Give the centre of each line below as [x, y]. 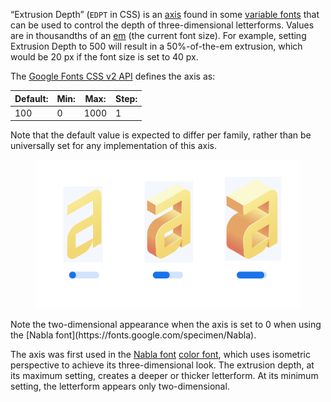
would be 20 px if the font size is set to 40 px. [104, 57]
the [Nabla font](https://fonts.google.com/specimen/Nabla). [133, 335]
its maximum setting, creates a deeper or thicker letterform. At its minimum [164, 376]
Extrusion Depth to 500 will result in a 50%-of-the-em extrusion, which [156, 46]
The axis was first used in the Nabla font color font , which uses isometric [160, 355]
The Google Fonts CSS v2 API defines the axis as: [113, 76]
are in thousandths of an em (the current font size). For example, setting [158, 35]
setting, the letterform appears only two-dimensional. [120, 386]
